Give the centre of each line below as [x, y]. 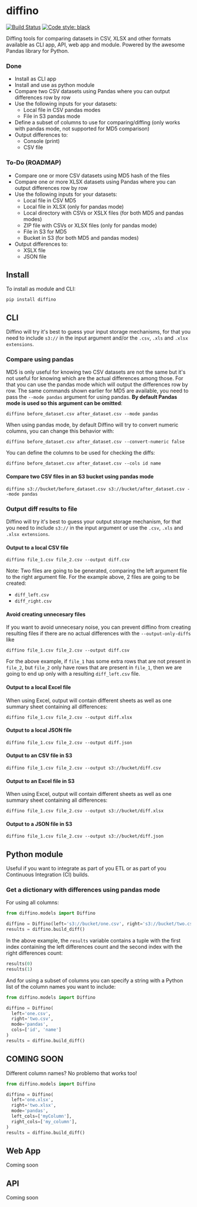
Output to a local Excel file [39, 687]
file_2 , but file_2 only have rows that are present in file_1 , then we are [94, 667]
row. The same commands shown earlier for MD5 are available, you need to [97, 391]
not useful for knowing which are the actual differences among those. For [95, 378]
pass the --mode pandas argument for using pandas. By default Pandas [92, 397]
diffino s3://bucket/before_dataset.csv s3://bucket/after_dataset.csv [95, 489]
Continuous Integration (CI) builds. [48, 874]
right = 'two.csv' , [33, 1019]
